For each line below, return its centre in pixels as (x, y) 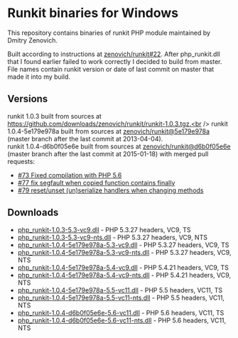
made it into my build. (39, 77)
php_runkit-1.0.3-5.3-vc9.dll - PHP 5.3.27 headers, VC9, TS (104, 229)
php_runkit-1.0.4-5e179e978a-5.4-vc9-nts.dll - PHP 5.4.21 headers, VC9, (124, 275)
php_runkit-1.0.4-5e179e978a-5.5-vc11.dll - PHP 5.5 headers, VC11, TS (120, 290)
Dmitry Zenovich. (33, 40)
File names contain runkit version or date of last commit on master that (111, 69)
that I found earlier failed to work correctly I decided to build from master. (115, 61)
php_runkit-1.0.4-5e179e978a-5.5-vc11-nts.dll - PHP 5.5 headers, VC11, (121, 298)
